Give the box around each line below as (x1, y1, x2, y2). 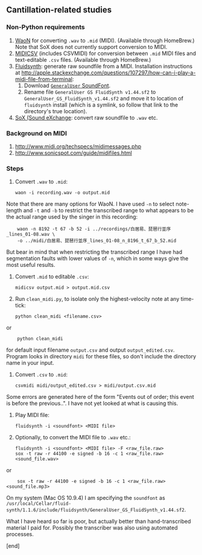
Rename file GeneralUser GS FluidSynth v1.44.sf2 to (24, 88, 156, 96)
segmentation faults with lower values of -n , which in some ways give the (6, 255, 189, 262)
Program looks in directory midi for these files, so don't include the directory (6, 353, 197, 360)
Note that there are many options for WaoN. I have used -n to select (6, 200, 175, 208)
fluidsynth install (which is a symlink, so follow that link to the (24, 101, 178, 108)
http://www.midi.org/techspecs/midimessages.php (14, 142, 142, 150)
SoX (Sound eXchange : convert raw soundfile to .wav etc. (14, 114, 158, 121)
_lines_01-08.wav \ (6, 231, 55, 238)
